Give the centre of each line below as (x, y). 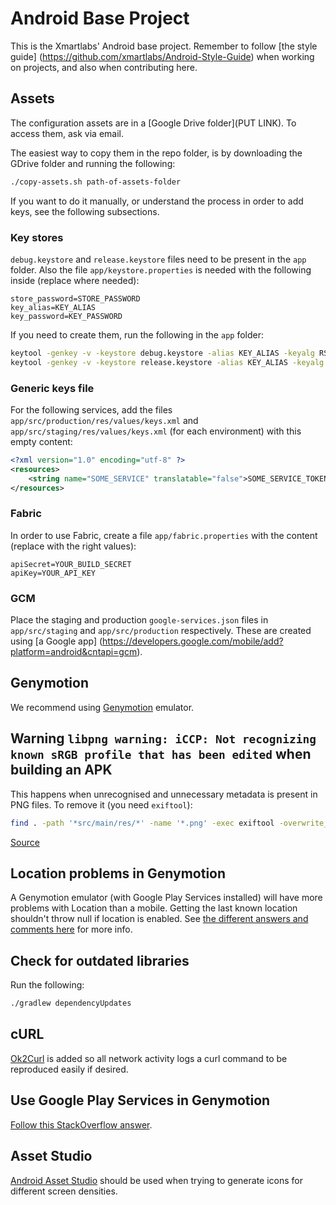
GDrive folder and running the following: (93, 163)
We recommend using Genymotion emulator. (102, 707)
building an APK (61, 770)
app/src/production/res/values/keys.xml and (104, 420)
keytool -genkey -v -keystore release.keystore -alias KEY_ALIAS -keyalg (167, 362)
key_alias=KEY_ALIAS (53, 307)
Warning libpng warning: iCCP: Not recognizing (163, 738)
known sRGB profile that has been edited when (161, 754)
